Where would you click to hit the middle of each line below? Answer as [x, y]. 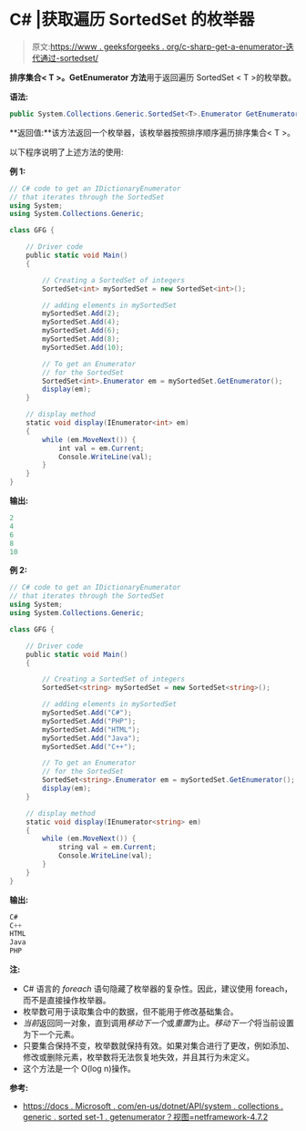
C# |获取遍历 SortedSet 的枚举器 [132, 20]
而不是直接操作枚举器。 [66, 1001]
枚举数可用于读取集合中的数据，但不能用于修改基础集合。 [130, 1012]
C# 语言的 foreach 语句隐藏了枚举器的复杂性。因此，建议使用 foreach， [158, 989]
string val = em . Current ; [107, 848]
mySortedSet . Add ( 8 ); [81, 339]
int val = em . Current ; [101, 448]
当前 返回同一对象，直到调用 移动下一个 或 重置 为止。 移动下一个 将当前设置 [158, 1023]
